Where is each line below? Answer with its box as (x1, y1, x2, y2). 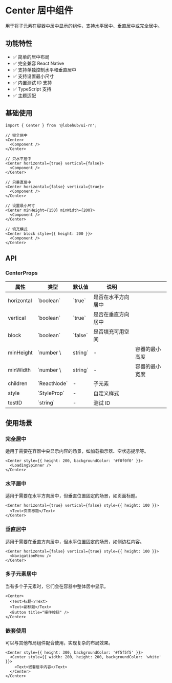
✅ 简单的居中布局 (12, 53, 50, 60)
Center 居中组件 (5, 5, 73, 16)
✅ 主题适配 (12, 92, 36, 98)
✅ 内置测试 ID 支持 (12, 79, 52, 85)
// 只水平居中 (5, 156, 32, 161)
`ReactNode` (37, 380, 68, 387)
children (8, 380, 28, 387)
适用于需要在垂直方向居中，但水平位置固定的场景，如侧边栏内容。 (5, 538, 144, 545)
